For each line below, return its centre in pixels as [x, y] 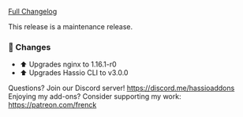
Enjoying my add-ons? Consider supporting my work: [95, 96]
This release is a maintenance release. [71, 26]
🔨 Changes [30, 47]
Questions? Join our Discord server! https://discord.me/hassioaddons [121, 88]
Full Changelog [33, 11]
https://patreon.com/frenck [52, 105]
